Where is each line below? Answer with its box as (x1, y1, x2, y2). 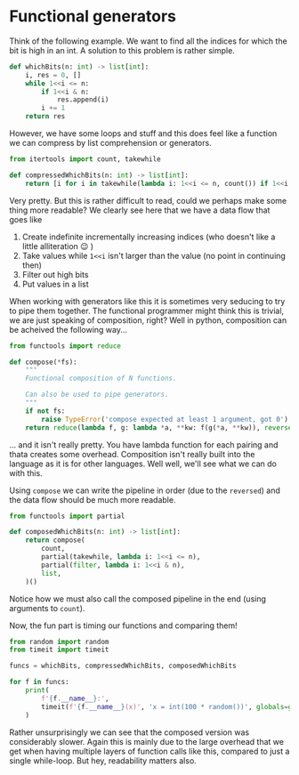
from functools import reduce (9, 341, 122, 351)
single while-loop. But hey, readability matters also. (9, 755, 198, 766)
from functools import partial (9, 512, 125, 521)
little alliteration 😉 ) (21, 240, 94, 251)
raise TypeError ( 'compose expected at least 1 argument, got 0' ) (41, 415, 289, 424)
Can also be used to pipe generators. (25, 390, 169, 400)
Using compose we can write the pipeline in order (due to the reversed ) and (9, 485, 280, 496)
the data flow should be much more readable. (9, 494, 176, 505)
